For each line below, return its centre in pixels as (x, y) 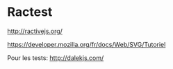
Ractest (30, 12)
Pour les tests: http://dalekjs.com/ (56, 58)
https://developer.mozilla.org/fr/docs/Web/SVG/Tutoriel (86, 44)
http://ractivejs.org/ (35, 31)
